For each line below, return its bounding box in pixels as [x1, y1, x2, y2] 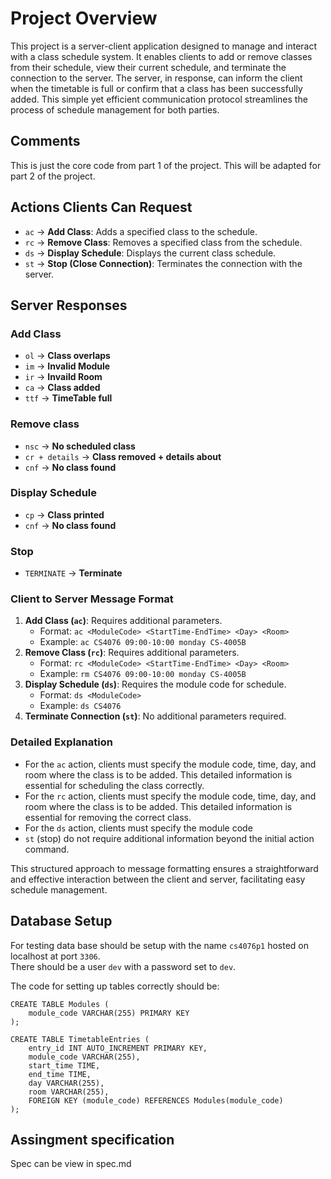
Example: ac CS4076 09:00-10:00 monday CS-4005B [39, 636, 247, 648]
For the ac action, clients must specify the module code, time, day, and [24, 758, 317, 770]
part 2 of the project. [10, 170, 96, 182]
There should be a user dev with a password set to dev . [10, 960, 237, 972]
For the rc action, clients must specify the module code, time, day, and [24, 790, 317, 802]
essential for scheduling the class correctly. [24, 779, 205, 791]
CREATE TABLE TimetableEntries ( [10, 1034, 150, 1044]
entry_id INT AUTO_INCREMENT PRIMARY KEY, [28, 1043, 208, 1053]
